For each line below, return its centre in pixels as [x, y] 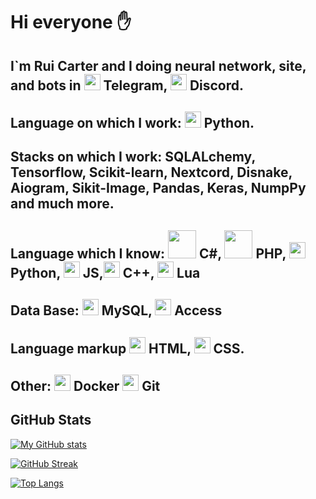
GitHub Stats [51, 420]
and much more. [62, 204]
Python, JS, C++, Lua [105, 272]
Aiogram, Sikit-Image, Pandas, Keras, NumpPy [158, 188]
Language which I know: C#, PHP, [148, 253]
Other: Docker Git [85, 385]
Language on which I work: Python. [132, 122]
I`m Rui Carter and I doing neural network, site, [158, 65]
